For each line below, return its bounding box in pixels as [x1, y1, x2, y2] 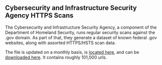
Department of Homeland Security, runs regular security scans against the [5, 29, 156, 35]
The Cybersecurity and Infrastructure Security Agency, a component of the [5, 24, 157, 30]
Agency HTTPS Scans [5, 12, 74, 20]
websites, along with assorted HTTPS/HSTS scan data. [5, 40, 116, 46]
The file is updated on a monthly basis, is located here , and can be [5, 49, 139, 55]
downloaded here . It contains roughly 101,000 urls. [5, 54, 107, 60]
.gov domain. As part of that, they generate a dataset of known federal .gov [5, 34, 157, 40]
